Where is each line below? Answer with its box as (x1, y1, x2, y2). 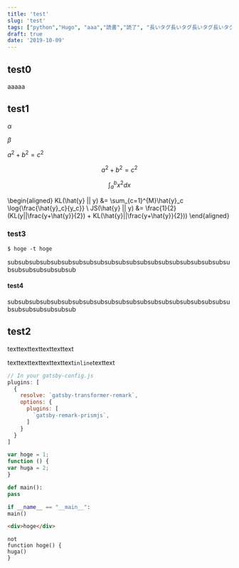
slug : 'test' (7, 17, 46, 24)
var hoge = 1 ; (7, 451, 50, 458)
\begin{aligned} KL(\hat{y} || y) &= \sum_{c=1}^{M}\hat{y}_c (7, 196, 184, 205)
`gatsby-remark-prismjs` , (33, 412, 110, 419)
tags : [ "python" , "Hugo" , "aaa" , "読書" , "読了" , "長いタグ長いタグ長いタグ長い (7, 24, 224, 31)
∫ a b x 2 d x (107, 180, 132, 191)
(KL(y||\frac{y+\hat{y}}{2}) (7, 211, 86, 220)
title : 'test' (7, 10, 50, 18)
